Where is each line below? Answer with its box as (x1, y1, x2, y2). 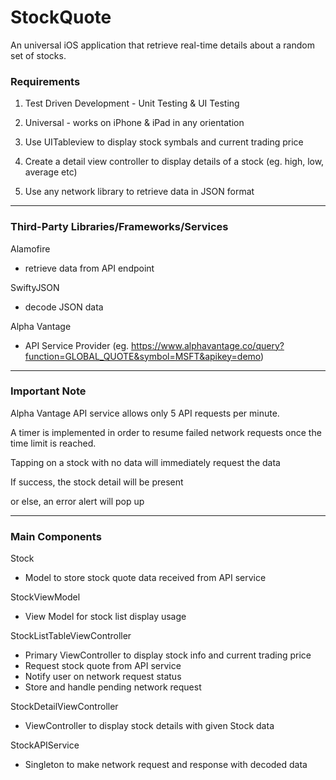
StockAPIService (10, 739, 80, 751)
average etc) (24, 166, 78, 178)
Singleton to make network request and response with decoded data (24, 759, 308, 771)
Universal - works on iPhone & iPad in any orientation (24, 117, 245, 129)
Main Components (10, 529, 102, 543)
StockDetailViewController (10, 701, 119, 713)
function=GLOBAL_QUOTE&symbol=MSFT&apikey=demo (24, 350, 262, 362)
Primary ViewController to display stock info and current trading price (24, 649, 312, 661)
